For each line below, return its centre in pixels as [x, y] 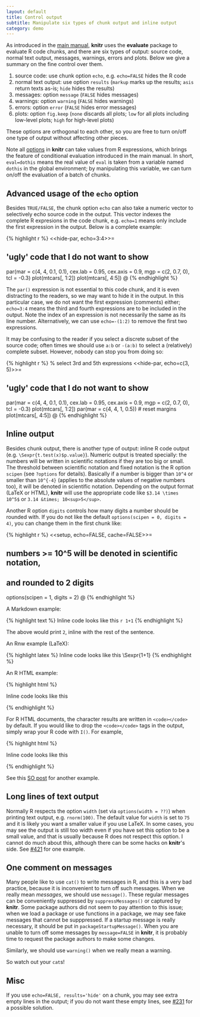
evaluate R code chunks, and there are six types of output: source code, [95, 52]
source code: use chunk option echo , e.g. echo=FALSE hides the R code [100, 76]
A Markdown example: [34, 609]
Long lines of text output [53, 797]
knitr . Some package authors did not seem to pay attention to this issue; [95, 907]
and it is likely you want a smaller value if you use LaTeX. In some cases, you [100, 823]
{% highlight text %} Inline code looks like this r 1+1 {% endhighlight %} [95, 620]
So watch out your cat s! [35, 962]
